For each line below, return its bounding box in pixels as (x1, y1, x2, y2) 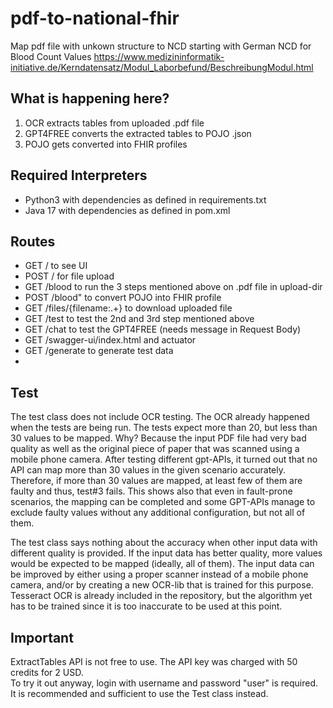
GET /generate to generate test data (24, 345, 174, 357)
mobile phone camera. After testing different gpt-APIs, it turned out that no (10, 453, 318, 466)
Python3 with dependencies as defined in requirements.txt (24, 193, 267, 206)
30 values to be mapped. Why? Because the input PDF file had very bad (10, 432, 307, 444)
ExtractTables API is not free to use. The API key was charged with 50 (10, 656, 298, 667)
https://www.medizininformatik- (93, 50, 225, 62)
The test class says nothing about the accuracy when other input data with (10, 537, 318, 549)
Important (10, 629, 74, 646)
